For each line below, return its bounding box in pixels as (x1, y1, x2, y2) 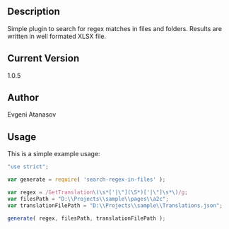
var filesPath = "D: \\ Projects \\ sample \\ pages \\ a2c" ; (7, 195, 170, 202)
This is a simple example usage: (7, 150, 100, 158)
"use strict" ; (7, 163, 49, 170)
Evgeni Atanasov (7, 110, 57, 119)
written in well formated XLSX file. (7, 32, 107, 40)
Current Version (7, 52, 80, 64)
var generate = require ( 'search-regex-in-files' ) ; (7, 176, 166, 183)
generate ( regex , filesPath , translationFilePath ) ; (7, 215, 166, 222)
